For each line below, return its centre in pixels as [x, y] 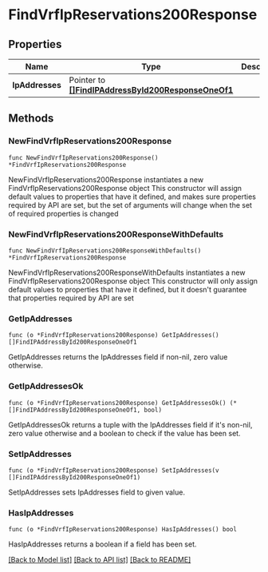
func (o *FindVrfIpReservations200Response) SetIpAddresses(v [114, 470]
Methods [31, 119]
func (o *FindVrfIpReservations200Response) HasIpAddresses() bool [123, 530]
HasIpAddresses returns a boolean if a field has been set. [102, 544]
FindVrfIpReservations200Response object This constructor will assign [125, 188]
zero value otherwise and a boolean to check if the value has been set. [124, 433]
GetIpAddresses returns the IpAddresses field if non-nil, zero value [118, 357]
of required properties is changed [63, 213]
